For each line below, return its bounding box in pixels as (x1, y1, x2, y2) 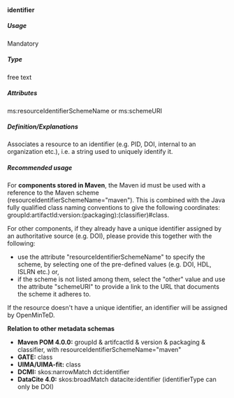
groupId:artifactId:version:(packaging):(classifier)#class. (7, 211, 170, 220)
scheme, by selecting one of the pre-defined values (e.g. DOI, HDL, (17, 260, 212, 269)
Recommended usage (7, 164, 73, 172)
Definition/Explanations (7, 122, 78, 131)
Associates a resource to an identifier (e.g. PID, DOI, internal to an (7, 140, 196, 148)
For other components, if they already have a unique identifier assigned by (7, 225, 222, 233)
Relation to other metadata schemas (7, 325, 115, 333)
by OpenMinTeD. (7, 311, 55, 320)
